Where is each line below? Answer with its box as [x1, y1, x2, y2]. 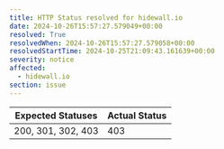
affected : [9, 64, 47, 73]
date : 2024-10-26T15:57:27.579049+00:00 [9, 22, 164, 31]
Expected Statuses [14, 109, 98, 122]
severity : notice [9, 55, 75, 64]
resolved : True [9, 30, 67, 39]
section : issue [9, 80, 67, 89]
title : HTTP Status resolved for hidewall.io [9, 13, 183, 23]
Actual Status [107, 109, 167, 122]
